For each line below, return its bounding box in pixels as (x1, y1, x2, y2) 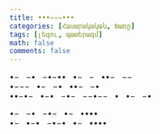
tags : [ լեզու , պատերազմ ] (9, 30, 103, 39)
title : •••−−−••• (9, 13, 75, 22)
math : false (9, 38, 54, 48)
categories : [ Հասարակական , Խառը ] (9, 22, 136, 31)
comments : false (9, 47, 71, 56)
